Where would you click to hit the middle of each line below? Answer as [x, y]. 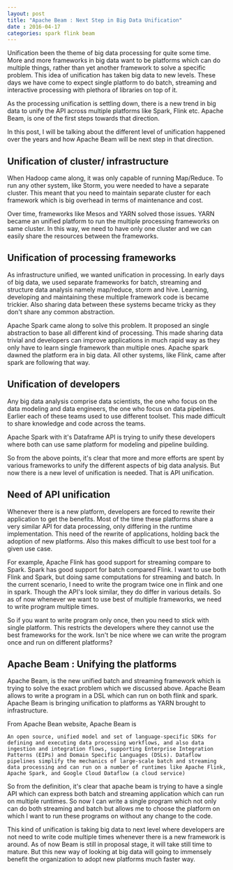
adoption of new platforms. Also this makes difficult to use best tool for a [112, 541]
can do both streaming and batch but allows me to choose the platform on [114, 809]
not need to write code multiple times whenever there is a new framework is [116, 837]
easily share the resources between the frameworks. [83, 236]
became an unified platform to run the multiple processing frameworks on [113, 221]
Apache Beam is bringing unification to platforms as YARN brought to [106, 703]
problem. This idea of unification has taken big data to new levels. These [112, 75]
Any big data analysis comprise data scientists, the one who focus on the [112, 401]
